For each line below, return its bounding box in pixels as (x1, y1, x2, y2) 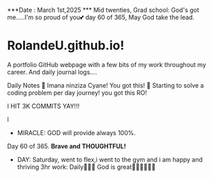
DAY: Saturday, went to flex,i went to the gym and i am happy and (17, 155, 203, 164)
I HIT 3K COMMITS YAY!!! (7, 101, 80, 110)
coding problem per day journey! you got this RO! (7, 88, 148, 97)
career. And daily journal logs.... (7, 68, 98, 76)
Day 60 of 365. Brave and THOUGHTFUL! (7, 141, 126, 150)
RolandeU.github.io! (7, 38, 125, 54)
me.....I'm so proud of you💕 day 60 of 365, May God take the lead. (7, 13, 195, 21)
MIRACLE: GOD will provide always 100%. (17, 128, 136, 137)
